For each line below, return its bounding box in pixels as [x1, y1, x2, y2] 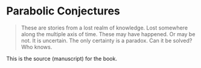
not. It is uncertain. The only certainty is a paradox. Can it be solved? [21, 37, 193, 44]
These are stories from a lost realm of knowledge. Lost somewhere [21, 24, 188, 31]
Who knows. [21, 43, 53, 51]
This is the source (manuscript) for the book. [6, 55, 118, 62]
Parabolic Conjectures [6, 4, 121, 18]
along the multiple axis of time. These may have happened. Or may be [21, 30, 196, 37]
